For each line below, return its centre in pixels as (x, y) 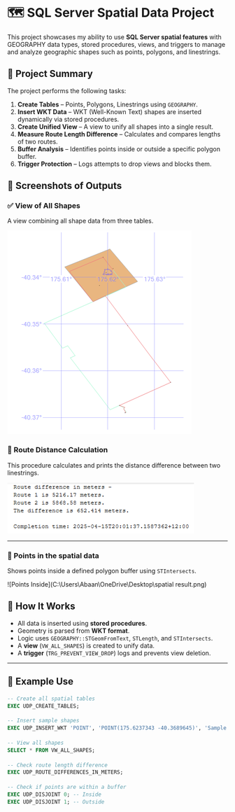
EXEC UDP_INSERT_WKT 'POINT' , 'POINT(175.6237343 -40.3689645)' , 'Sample (117, 728)
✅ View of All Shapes (44, 206)
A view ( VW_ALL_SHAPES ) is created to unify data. (86, 645)
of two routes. (37, 141)
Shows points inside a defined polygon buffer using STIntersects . (102, 571)
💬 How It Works (41, 607)
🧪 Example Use (41, 681)
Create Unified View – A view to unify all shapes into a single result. (115, 127)
